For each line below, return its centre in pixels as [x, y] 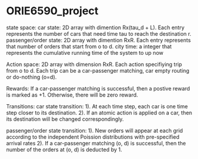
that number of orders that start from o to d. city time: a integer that [89, 46]
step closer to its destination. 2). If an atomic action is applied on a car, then [99, 113]
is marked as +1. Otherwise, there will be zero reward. [72, 95]
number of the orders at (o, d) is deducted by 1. [64, 149]
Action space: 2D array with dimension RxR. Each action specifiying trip [94, 64]
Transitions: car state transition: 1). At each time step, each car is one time [97, 106]
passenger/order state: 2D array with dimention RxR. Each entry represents [98, 40]
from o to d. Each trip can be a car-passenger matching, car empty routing [98, 70]
